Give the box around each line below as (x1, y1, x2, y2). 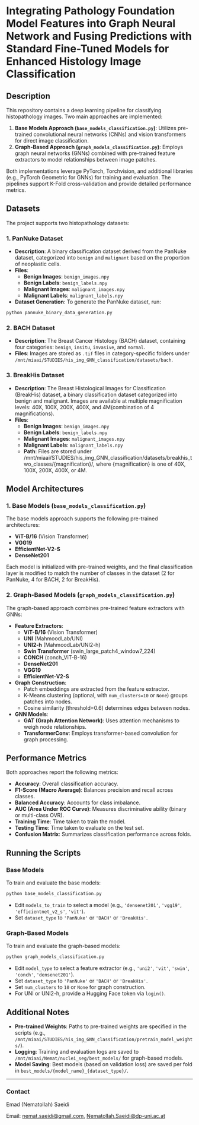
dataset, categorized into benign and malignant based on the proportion (14, 254, 190, 261)
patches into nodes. (23, 698, 72, 705)
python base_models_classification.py (6, 891, 102, 897)
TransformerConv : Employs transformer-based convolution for (23, 729, 178, 737)
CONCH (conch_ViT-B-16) (23, 653, 87, 661)
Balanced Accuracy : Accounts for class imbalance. (14, 799, 141, 806)
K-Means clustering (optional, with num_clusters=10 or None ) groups (23, 691, 188, 699)
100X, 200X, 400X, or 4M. (23, 466, 88, 473)
